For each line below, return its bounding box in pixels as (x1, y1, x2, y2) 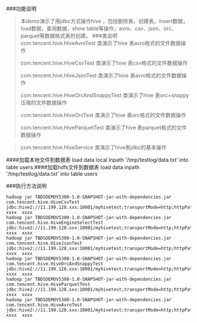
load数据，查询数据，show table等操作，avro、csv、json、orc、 (20, 25, 177, 32)
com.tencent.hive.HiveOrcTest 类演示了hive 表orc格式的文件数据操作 (20, 112, 186, 119)
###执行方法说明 (6, 183, 47, 189)
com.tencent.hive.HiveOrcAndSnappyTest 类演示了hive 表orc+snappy (20, 92, 189, 99)
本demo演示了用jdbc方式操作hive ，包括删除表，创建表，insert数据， (20, 18, 189, 25)
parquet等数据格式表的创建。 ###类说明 (20, 32, 118, 39)
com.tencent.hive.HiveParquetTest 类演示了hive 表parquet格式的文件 (20, 124, 187, 131)
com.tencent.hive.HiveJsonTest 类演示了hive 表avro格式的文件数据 (20, 72, 182, 79)
